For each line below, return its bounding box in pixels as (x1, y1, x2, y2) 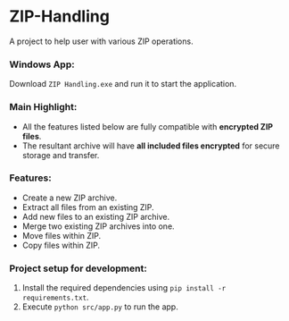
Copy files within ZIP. (21, 240, 101, 250)
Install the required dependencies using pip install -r (21, 283, 227, 293)
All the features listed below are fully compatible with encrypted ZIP (21, 121, 274, 131)
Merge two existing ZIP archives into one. (21, 221, 176, 232)
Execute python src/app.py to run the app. (21, 301, 178, 312)
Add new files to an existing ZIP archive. (21, 211, 170, 222)
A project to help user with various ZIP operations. (9, 36, 194, 46)
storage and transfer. (21, 149, 100, 160)
